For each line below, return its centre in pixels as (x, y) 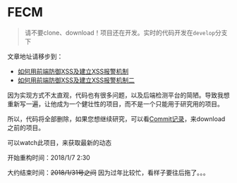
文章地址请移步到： (35, 56)
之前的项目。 (26, 127)
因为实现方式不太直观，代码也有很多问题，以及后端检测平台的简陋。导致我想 (119, 95)
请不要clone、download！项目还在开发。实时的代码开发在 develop (120, 32)
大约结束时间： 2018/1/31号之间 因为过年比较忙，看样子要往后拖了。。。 (108, 172)
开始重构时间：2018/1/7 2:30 (49, 157)
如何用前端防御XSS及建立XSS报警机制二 (76, 80)
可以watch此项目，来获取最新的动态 (60, 142)
